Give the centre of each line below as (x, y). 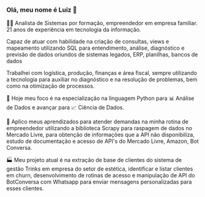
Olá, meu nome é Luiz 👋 (42, 10)
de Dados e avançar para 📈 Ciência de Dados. (65, 107)
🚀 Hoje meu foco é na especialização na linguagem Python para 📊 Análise (100, 98)
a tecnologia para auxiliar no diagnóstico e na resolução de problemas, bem (102, 80)
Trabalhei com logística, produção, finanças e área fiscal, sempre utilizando (102, 73)
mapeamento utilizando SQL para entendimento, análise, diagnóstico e (95, 48)
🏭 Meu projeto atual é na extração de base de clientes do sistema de (94, 160)
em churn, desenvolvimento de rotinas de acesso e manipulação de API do (101, 176)
